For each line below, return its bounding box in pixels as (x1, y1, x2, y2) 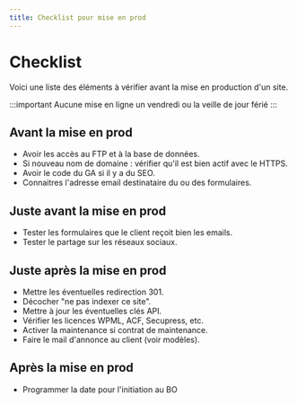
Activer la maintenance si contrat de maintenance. (22, 325, 208, 335)
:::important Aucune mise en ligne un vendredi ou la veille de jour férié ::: (9, 99, 278, 110)
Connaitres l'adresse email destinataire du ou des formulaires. (22, 177, 252, 189)
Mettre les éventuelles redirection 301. (22, 286, 164, 297)
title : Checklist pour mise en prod (9, 13, 146, 22)
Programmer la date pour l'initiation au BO (22, 383, 178, 395)
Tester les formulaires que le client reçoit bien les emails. (22, 227, 233, 238)
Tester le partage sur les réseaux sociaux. (22, 237, 178, 248)
